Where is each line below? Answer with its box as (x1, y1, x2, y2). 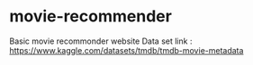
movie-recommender (9, 6, 173, 27)
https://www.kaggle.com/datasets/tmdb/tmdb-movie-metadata (9, 45, 244, 55)
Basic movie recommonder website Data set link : (9, 36, 193, 46)
